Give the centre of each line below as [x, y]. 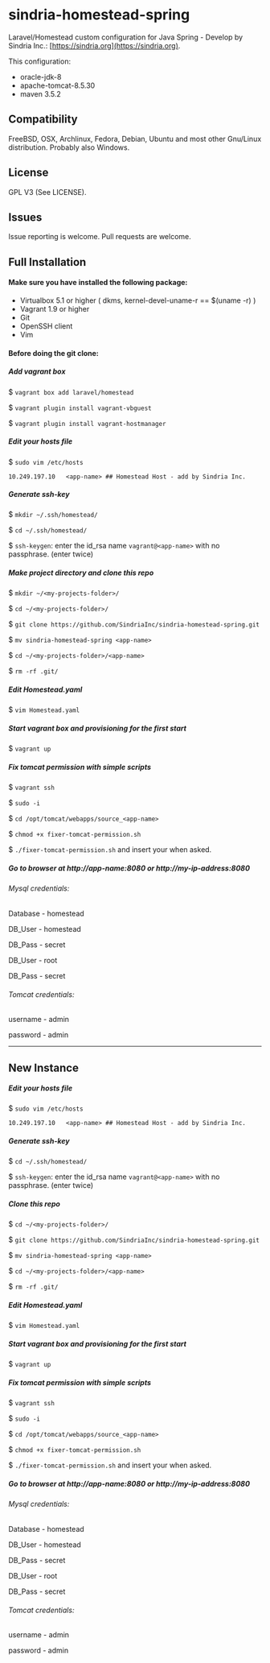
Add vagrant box [37, 371]
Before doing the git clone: [53, 353]
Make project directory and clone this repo [81, 573]
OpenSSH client [46, 326]
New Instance [43, 1067]
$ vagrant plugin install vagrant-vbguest [80, 407]
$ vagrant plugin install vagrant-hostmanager [87, 423]
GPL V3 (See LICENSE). [47, 192]
